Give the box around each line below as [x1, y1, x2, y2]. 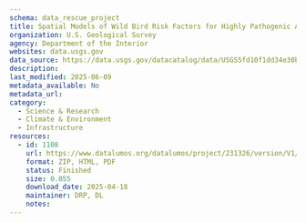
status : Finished [25, 166, 92, 175]
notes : [25, 199, 51, 209]
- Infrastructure [17, 124, 84, 133]
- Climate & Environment [17, 115, 112, 124]
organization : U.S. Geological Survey [9, 30, 157, 39]
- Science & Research [17, 106, 100, 116]
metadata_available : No [9, 81, 100, 90]
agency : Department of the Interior [9, 38, 148, 48]
